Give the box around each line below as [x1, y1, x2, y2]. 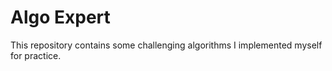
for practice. [10, 49, 62, 61]
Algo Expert [10, 6, 111, 29]
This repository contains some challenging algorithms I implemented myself [10, 39, 323, 51]
